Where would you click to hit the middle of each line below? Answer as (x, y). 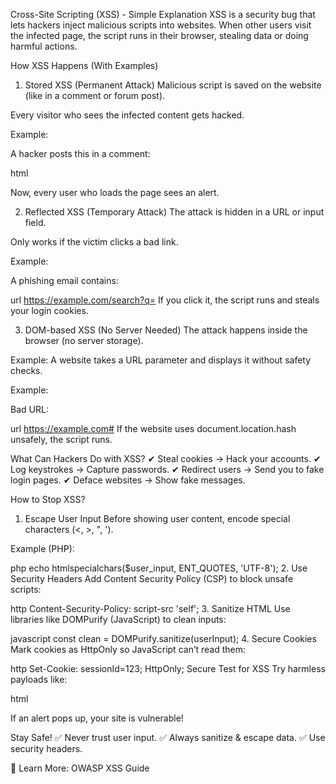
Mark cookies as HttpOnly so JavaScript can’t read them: (128, 649)
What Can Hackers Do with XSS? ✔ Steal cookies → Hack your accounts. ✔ (166, 458)
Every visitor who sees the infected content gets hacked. (127, 115)
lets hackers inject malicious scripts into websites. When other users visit (161, 25)
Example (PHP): (42, 548)
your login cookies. (49, 310)
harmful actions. (44, 46)
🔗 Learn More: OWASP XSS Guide (80, 768)
